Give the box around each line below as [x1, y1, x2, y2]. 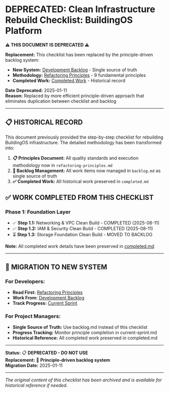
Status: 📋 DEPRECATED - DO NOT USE [5, 350, 88, 356]
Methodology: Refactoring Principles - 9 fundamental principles [12, 72, 146, 78]
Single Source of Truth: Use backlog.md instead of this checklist [12, 324, 147, 330]
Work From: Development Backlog [12, 295, 84, 301]
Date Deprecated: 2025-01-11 [5, 87, 67, 93]
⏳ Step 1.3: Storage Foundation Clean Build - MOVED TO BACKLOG [12, 232, 152, 238]
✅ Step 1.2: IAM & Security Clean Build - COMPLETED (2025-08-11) [12, 226, 153, 232]
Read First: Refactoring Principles [12, 289, 83, 295]
